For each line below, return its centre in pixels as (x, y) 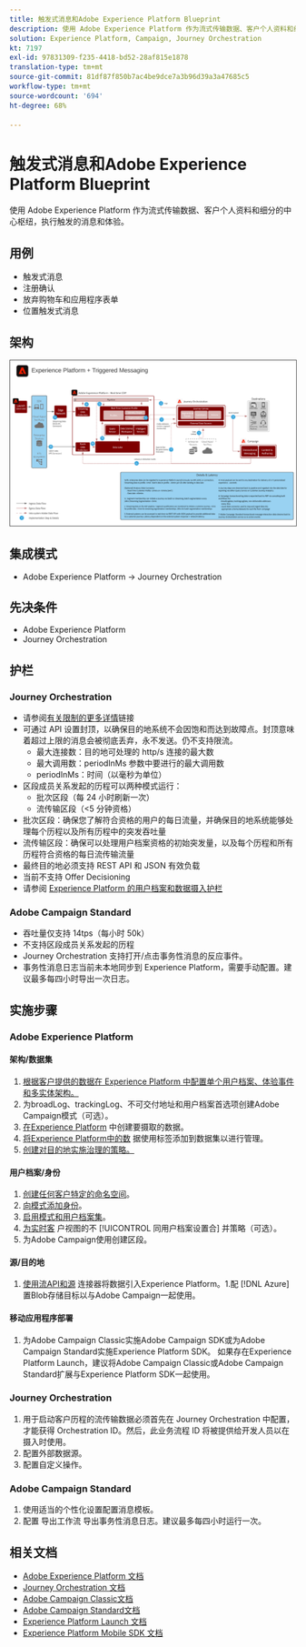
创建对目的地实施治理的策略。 (78, 1150)
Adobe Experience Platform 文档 (83, 1576)
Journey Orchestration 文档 (74, 1587)
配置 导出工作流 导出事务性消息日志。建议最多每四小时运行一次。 (144, 1521)
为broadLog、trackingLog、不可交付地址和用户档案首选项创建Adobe (151, 1104)
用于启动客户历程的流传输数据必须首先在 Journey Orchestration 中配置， (158, 1419)
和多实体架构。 (50, 1092)
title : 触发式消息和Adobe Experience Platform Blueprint (115, 19)
